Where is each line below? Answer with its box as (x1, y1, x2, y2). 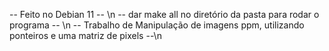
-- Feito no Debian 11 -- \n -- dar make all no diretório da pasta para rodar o (9, 9, 320, 20)
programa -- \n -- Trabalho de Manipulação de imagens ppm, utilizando (9, 19, 305, 31)
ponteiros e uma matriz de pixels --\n (9, 30, 162, 41)
